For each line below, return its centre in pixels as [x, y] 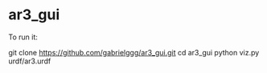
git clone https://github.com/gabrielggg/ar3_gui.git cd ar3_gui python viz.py [134, 52]
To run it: [23, 37]
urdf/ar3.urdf [30, 61]
